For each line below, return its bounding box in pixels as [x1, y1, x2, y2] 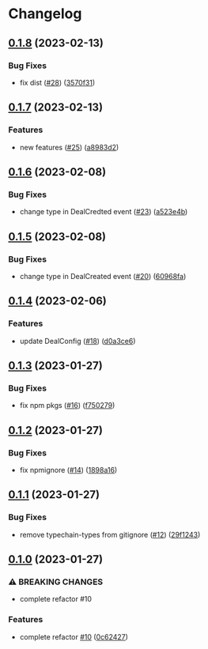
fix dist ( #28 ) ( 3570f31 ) [19, 77, 96, 87]
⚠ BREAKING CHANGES [8, 576, 104, 587]
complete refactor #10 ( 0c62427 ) [19, 632, 129, 641]
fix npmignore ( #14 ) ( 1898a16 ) [19, 466, 118, 474]
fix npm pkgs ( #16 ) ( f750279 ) [19, 401, 115, 410]
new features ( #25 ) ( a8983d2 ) [19, 142, 119, 152]
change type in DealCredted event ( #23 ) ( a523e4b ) [19, 207, 188, 217]
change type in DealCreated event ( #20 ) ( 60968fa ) [19, 271, 187, 281]
